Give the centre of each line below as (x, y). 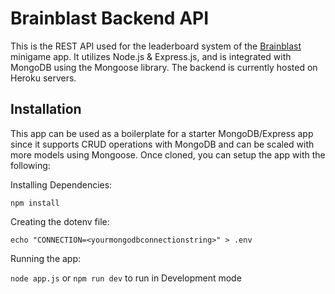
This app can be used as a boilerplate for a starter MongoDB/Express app (162, 133)
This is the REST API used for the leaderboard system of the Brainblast (156, 46)
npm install (35, 203)
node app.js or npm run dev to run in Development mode (126, 278)
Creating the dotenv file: (60, 221)
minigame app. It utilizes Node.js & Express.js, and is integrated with (151, 56)
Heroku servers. (43, 78)
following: (30, 165)
